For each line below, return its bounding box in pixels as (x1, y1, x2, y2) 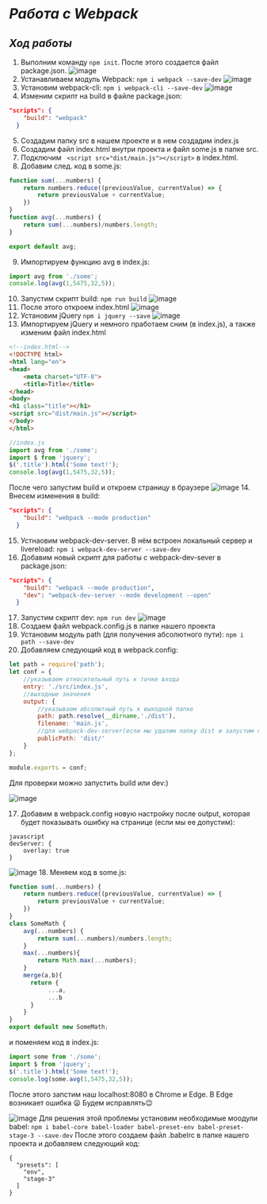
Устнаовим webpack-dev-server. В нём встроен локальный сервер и (20, 536, 253, 545)
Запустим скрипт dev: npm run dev (20, 613, 136, 622)
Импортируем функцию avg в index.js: (20, 257, 150, 266)
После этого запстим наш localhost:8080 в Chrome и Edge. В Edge (9, 1090, 233, 1099)
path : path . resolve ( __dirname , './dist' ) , (37, 712, 177, 720)
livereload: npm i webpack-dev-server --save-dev (20, 544, 181, 553)
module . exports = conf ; (9, 764, 88, 772)
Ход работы (9, 37, 72, 50)
